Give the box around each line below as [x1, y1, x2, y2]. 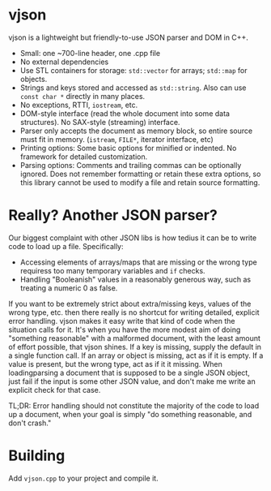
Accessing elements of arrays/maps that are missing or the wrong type [19, 257, 257, 267]
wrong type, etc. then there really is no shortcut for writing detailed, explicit [8, 307, 260, 317]
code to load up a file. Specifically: [8, 241, 124, 251]
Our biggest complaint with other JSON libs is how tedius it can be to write [8, 233, 257, 243]
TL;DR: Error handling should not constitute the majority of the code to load [8, 400, 260, 411]
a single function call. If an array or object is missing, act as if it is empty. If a [8, 351, 264, 360]
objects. [19, 74, 48, 84]
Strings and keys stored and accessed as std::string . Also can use [19, 83, 247, 93]
